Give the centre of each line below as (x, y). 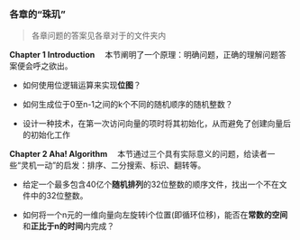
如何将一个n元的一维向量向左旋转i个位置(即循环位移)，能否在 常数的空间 (155, 215)
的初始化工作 (46, 135)
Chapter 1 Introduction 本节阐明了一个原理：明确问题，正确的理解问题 (144, 55)
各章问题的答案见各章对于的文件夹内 (99, 36)
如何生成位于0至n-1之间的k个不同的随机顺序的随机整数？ (127, 105)
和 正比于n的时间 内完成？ (68, 226)
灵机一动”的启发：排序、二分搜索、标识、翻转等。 (114, 165)
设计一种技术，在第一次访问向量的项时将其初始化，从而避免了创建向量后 (156, 124)
